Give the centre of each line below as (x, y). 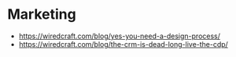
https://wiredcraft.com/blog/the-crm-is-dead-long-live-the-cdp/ (124, 44)
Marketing (42, 14)
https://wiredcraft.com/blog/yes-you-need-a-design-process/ (120, 36)
